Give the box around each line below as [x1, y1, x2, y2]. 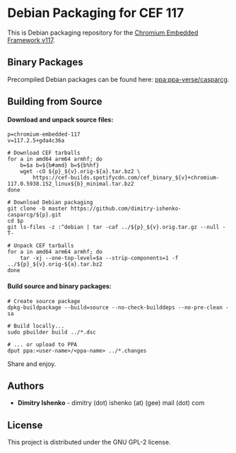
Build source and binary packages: [7, 281, 112, 290]
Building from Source [7, 95, 102, 107]
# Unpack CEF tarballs [7, 242, 74, 249]
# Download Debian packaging [7, 199, 93, 206]
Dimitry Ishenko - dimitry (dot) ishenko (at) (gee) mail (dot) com [17, 399, 205, 407]
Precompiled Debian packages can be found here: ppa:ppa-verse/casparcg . [7, 75, 230, 83]
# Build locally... [7, 322, 65, 329]
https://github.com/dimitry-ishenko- [70, 205, 182, 213]
